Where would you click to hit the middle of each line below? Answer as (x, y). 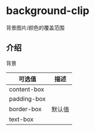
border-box (26, 109)
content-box (27, 89)
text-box (21, 119)
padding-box (27, 99)
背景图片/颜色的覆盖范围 (35, 27)
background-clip (48, 11)
